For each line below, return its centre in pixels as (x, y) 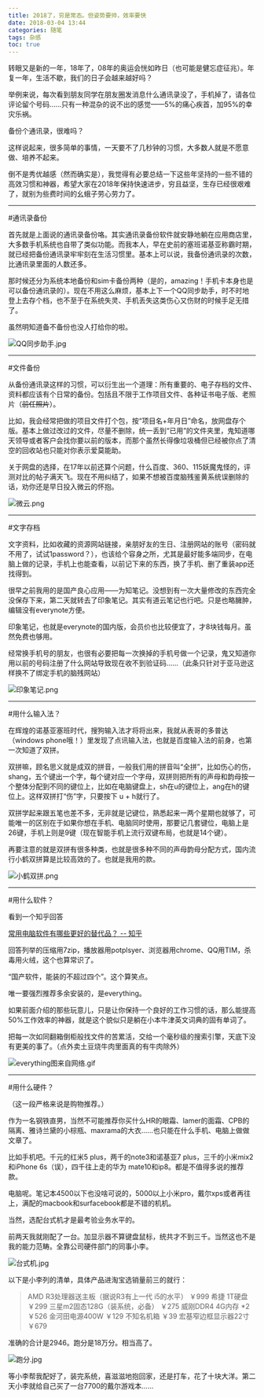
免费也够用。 (35, 637)
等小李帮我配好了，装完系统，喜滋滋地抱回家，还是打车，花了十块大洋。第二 (132, 1376)
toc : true (24, 45)
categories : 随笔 (35, 30)
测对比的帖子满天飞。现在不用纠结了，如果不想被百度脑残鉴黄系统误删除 (125, 477)
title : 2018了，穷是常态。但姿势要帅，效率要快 (77, 15)
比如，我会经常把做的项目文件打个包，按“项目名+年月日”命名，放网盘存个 (127, 421)
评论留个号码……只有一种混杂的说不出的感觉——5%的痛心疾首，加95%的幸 (130, 105)
